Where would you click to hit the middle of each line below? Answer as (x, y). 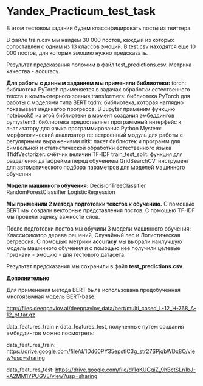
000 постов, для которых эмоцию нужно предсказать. (77, 52)
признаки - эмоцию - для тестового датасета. (66, 254)
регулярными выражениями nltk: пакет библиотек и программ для (93, 141)
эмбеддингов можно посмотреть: (50, 333)
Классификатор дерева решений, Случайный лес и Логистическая (93, 235)
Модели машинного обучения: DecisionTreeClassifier (76, 185)
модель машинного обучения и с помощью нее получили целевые (93, 248)
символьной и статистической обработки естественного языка (89, 148)
